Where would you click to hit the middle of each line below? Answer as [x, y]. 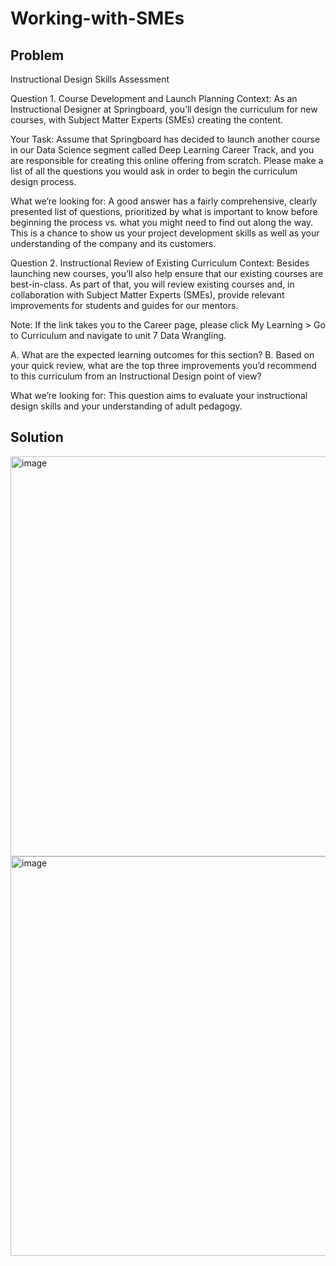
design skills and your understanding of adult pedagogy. [126, 406]
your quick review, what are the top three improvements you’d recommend [163, 365]
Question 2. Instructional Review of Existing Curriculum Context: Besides [160, 263]
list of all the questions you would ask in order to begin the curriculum [154, 171]
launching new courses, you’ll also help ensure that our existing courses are [167, 273]
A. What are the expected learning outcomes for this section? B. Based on [162, 355]
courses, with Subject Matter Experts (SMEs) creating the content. [147, 120]
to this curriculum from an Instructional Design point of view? [136, 376]
